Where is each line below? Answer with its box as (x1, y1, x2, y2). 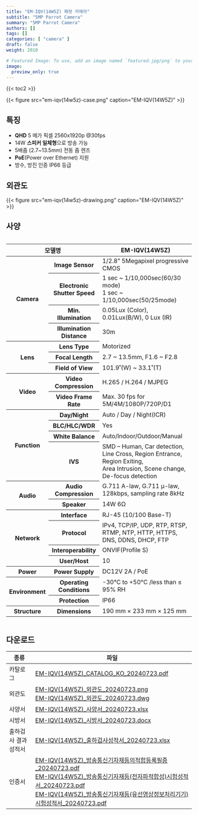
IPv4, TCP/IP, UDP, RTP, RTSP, (102, 521, 187, 529)
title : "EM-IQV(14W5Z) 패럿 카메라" (6, 8, 90, 15)
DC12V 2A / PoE (102, 567, 148, 575)
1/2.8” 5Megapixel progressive (102, 257, 189, 265)
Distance (61, 332, 87, 340)
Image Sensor (54, 261, 94, 269)
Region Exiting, (102, 457, 144, 465)
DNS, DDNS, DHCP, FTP (102, 536, 169, 544)
